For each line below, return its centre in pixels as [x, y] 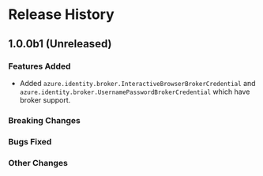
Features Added [39, 66]
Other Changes [38, 163]
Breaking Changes [45, 120]
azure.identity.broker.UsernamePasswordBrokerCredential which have [135, 92]
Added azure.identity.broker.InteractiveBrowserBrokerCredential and [137, 83]
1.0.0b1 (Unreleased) [60, 44]
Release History [61, 15]
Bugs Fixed [30, 141]
